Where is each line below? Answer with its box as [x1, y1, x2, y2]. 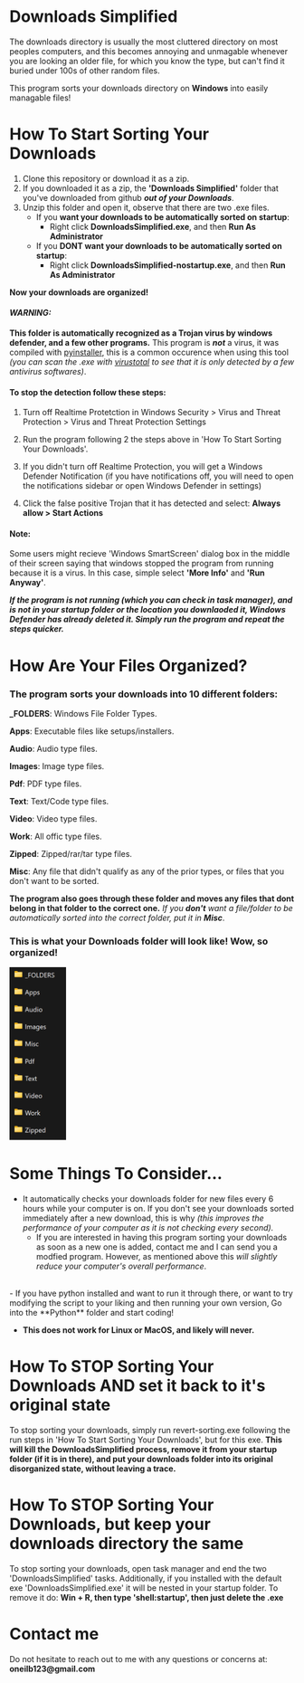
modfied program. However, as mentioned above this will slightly [35, 1251, 278, 1262]
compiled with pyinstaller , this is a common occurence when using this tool [9, 347, 290, 358]
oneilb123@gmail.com [9, 1663, 96, 1674]
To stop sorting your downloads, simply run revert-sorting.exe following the [9, 1425, 291, 1436]
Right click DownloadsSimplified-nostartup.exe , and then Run [49, 260, 286, 271]
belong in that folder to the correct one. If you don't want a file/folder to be [9, 902, 294, 913]
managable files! [9, 92, 71, 103]
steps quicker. [9, 623, 65, 634]
